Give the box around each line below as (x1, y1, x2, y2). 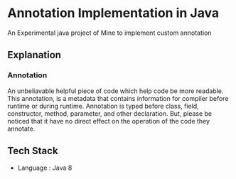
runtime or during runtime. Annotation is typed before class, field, (7, 102, 199, 110)
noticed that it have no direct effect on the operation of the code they (7, 116, 210, 125)
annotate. (7, 124, 36, 133)
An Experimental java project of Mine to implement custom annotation (7, 28, 212, 37)
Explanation (7, 49, 62, 61)
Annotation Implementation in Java (7, 5, 219, 21)
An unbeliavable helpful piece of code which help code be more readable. (7, 87, 224, 95)
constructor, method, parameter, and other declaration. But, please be (7, 109, 213, 118)
